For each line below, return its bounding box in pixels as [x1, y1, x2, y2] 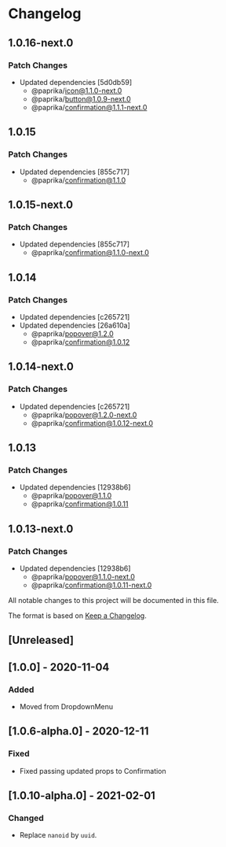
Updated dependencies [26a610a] [19, 320, 131, 330]
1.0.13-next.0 [8, 522, 74, 535]
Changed [8, 812, 45, 823]
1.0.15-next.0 [8, 198, 73, 211]
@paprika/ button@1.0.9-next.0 [31, 94, 131, 103]
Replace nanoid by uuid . [19, 830, 97, 840]
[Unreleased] [8, 634, 75, 647]
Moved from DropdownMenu [19, 702, 114, 712]
